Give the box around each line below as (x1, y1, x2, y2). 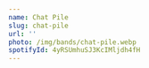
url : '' (8, 29, 37, 38)
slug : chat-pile (8, 21, 69, 30)
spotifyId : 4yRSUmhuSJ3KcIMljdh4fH (8, 46, 141, 55)
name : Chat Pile (8, 12, 69, 22)
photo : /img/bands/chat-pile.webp (8, 37, 137, 47)
